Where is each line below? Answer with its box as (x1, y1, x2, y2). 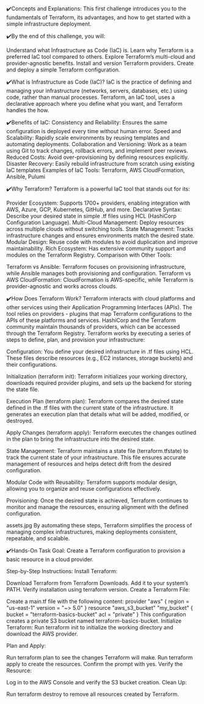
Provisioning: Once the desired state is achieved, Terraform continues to (6, 497, 189, 504)
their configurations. (6, 361, 57, 368)
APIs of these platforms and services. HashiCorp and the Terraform (6, 317, 176, 324)
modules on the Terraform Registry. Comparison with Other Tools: (6, 251, 172, 258)
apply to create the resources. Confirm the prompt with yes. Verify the (6, 661, 183, 667)
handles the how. (6, 106, 49, 114)
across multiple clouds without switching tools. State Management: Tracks (6, 226, 194, 232)
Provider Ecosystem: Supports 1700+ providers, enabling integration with (6, 199, 191, 207)
